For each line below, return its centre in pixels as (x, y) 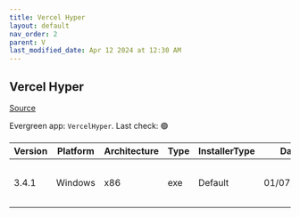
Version (31, 150)
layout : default (39, 26)
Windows (76, 182)
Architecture (131, 150)
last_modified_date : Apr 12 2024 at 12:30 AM (95, 51)
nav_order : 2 (33, 34)
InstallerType (227, 150)
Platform (76, 150)
